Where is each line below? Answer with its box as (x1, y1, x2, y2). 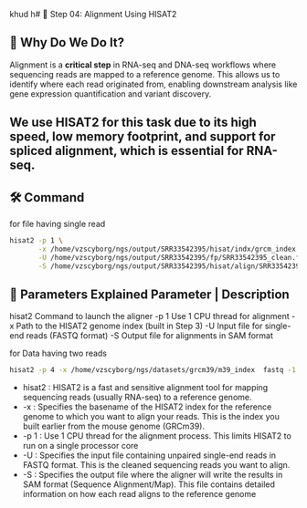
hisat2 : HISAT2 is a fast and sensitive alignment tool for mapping (22, 382, 269, 393)
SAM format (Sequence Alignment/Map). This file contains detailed (22, 479, 276, 490)
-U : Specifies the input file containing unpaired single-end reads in (22, 450, 277, 461)
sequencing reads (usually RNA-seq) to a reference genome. (22, 392, 252, 403)
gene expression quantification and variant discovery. (9, 88, 212, 99)
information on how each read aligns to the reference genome (22, 489, 257, 500)
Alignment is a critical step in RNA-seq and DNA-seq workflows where (9, 59, 277, 70)
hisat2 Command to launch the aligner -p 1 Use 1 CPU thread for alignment (9, 311, 290, 322)
